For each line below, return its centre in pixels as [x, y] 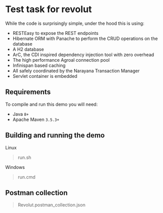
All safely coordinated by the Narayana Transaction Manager [76, 71]
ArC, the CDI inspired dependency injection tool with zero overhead [83, 55]
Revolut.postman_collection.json [51, 205]
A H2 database [28, 49]
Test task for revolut [49, 9]
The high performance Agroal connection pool [61, 60]
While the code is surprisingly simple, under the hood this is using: [75, 23]
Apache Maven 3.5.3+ [36, 119]
